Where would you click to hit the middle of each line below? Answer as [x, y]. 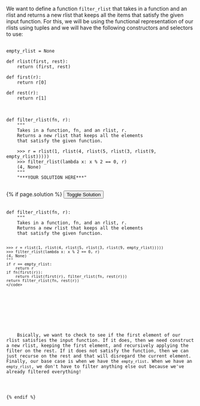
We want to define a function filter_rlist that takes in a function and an [97, 9]
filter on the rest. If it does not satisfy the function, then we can [97, 351]
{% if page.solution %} [34, 194]
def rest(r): [22, 93]
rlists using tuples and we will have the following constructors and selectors [100, 28]
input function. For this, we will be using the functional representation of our [100, 21]
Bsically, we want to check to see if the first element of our [99, 335]
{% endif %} [21, 397]
